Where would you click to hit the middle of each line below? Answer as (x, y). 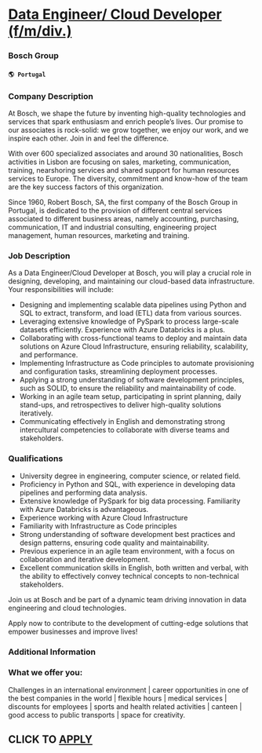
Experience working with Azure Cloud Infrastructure (104, 517)
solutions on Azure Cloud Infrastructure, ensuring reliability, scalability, (134, 346)
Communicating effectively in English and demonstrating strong (122, 422)
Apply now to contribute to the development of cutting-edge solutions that (128, 623)
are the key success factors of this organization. (86, 187)
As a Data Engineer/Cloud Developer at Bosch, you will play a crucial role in (130, 273)
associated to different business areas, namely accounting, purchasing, (124, 219)
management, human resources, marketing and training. (99, 236)
